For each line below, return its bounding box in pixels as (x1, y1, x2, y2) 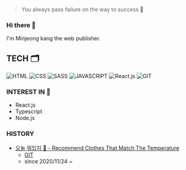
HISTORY (6, 130, 35, 138)
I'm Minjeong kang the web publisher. (6, 35, 101, 42)
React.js (15, 101, 36, 109)
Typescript (15, 108, 43, 115)
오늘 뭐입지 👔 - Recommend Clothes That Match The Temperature (15, 144, 180, 152)
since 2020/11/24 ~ (24, 157, 73, 165)
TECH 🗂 (6, 53, 40, 63)
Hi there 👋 (6, 21, 37, 29)
